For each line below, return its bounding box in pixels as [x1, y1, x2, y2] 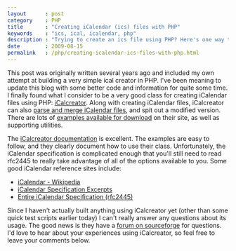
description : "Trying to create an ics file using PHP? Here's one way [7, 36, 225, 43]
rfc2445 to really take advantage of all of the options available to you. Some [7, 156, 227, 165]
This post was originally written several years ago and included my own [7, 68, 214, 77]
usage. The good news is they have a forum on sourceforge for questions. [7, 221, 222, 229]
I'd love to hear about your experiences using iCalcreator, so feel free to [7, 229, 216, 237]
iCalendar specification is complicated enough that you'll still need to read [7, 149, 222, 158]
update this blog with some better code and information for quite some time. [7, 83, 228, 92]
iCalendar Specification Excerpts [17, 185, 112, 194]
